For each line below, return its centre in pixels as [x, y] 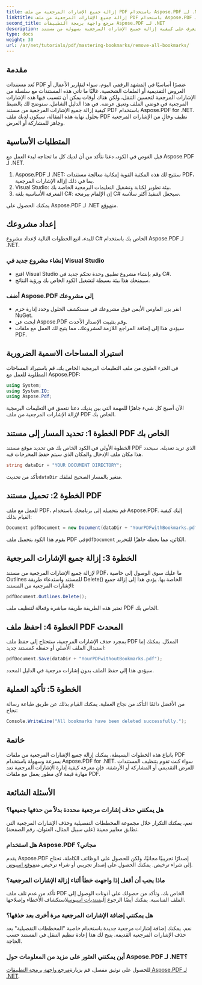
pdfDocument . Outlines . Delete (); [47, 596]
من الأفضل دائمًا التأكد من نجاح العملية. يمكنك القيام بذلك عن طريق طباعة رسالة [96, 704]
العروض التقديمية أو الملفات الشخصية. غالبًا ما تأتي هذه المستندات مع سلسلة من [96, 90]
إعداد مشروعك [31, 224]
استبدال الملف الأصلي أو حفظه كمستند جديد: [56, 648]
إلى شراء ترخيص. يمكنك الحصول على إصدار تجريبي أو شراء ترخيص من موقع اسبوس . [99, 865]
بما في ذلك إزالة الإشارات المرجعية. [54, 181]
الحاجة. [14, 941]
